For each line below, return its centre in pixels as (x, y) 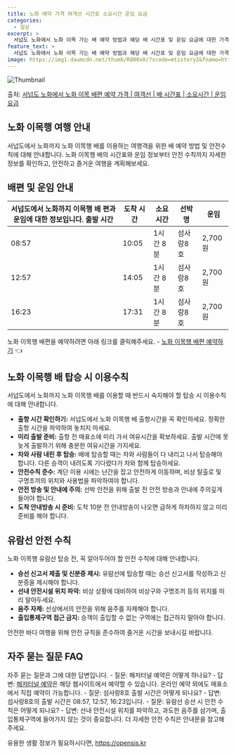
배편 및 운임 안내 (40, 187)
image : (17, 60)
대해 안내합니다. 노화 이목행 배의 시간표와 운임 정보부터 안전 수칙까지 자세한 (123, 154)
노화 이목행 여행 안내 (49, 127)
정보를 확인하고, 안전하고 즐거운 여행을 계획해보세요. (78, 163)
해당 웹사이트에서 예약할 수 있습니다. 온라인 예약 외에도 (134, 684)
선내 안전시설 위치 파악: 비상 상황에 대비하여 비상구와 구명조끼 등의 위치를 (117, 591)
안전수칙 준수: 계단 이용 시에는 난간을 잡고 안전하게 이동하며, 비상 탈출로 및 (119, 472)
